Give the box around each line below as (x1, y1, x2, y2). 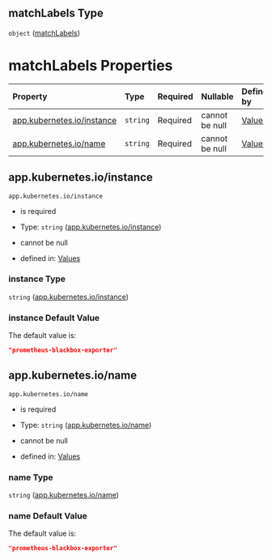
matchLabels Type (8, 6, 104, 20)
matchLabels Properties (8, 57, 173, 75)
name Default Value (8, 511, 87, 522)
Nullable (201, 91, 234, 102)
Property (12, 91, 48, 102)
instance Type (8, 273, 66, 284)
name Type (8, 472, 54, 483)
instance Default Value (8, 312, 100, 323)
